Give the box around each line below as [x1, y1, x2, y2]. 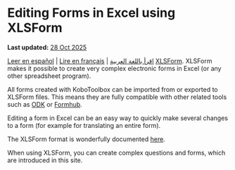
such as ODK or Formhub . [7, 100, 82, 108]
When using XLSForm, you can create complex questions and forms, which [7, 148, 226, 157]
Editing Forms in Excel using [7, 5, 176, 21]
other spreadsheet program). [7, 72, 91, 80]
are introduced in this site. [7, 156, 83, 164]
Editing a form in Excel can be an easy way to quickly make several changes [7, 114, 229, 122]
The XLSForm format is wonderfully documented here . [7, 135, 165, 143]
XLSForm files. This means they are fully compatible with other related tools [7, 93, 227, 101]
